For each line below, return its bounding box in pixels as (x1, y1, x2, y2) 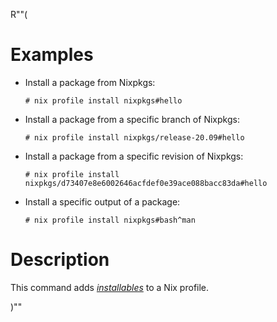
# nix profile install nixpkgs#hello (24, 95, 183, 106)
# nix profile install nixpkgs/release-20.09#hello (24, 132, 245, 143)
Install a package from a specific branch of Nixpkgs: (24, 113, 240, 125)
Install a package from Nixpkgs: (24, 76, 156, 88)
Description (10, 249, 110, 271)
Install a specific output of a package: (24, 195, 181, 208)
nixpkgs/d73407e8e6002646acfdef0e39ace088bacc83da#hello (24, 178, 268, 188)
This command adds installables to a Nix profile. (10, 281, 210, 293)
